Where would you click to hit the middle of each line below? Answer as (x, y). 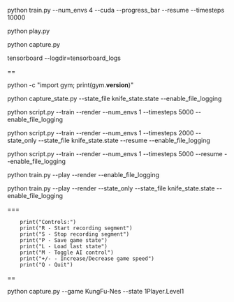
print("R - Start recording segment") (76, 228)
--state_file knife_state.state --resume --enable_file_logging (124, 140)
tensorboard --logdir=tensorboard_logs (64, 58)
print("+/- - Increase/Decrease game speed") (87, 259)
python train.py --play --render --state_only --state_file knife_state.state (111, 188)
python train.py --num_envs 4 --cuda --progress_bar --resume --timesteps (116, 10)
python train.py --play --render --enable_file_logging (83, 175)
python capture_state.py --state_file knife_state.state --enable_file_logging (115, 98)
